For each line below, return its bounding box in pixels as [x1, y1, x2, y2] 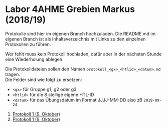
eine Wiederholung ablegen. [5, 56, 64, 62]
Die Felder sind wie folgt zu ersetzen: [5, 76, 82, 82]
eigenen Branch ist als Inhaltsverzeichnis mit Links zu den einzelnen [5, 36, 146, 42]
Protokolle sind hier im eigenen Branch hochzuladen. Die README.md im [5, 30, 156, 36]
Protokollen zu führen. [5, 41, 51, 47]
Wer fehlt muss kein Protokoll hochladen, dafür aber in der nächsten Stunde [5, 51, 162, 57]
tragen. [5, 71, 20, 77]
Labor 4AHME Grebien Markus [5, 3, 135, 15]
